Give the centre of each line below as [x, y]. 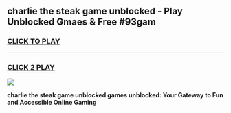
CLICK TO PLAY [34, 42]
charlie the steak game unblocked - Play [95, 11]
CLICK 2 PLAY [31, 67]
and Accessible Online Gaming [52, 102]
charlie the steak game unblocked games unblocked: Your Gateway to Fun [115, 95]
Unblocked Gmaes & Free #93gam [81, 22]
